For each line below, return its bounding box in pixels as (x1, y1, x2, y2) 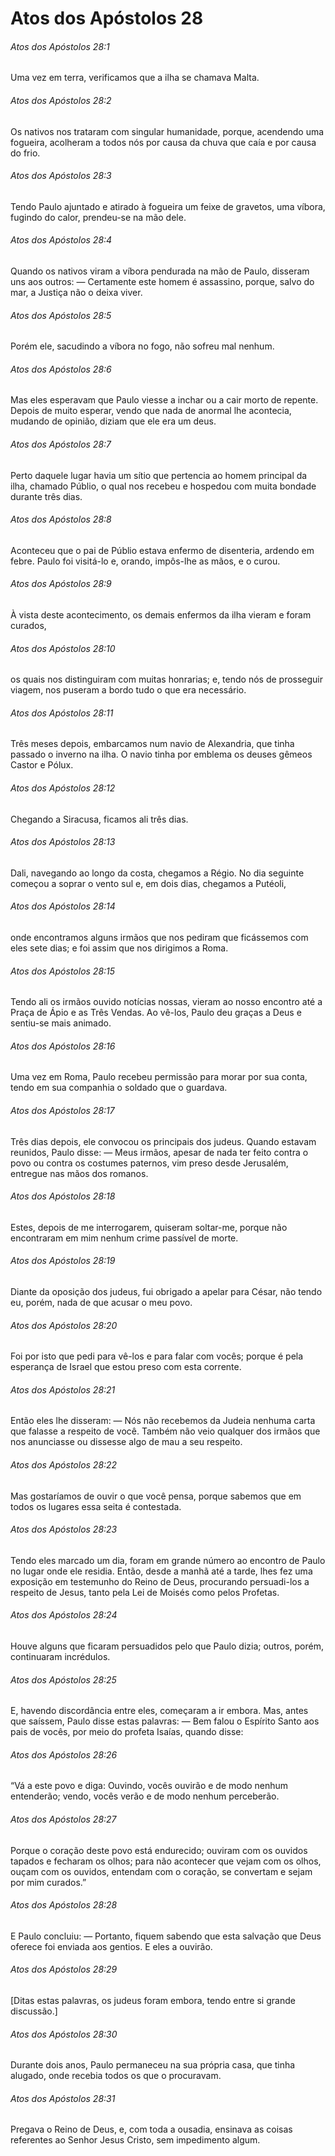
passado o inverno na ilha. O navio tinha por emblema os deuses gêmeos (10, 748, 313, 761)
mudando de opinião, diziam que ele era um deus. (10, 415, 217, 427)
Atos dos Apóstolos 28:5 (10, 309, 112, 321)
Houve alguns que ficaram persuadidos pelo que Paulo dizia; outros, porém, (10, 1640, 324, 1652)
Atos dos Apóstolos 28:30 (10, 2028, 118, 2040)
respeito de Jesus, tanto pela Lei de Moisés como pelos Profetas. (10, 1586, 280, 1598)
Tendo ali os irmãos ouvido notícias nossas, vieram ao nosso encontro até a (10, 996, 323, 1008)
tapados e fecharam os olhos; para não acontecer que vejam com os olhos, (10, 1855, 322, 1867)
